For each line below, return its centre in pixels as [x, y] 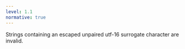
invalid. [14, 41]
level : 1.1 [19, 12]
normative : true [26, 17]
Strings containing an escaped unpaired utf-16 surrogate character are [92, 34]
